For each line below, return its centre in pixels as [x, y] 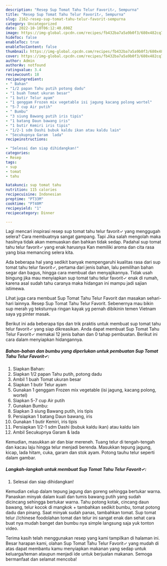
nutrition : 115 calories [31, 190]
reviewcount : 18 [22, 75]
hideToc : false [21, 38]
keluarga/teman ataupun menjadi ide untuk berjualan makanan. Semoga [79, 554]
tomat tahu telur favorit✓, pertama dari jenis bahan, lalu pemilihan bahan [80, 267]
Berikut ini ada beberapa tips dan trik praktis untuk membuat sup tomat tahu [83, 324]
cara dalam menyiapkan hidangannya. [44, 340]
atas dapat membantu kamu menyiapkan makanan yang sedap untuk [76, 549]
